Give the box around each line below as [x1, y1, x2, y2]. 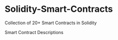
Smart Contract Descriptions [4, 29, 63, 35]
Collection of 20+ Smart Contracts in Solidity [4, 20, 97, 26]
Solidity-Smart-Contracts [4, 3, 113, 15]
